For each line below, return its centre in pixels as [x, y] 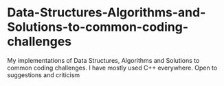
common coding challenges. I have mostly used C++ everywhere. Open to [112, 68]
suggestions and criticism [44, 75]
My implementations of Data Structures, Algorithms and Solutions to [103, 60]
